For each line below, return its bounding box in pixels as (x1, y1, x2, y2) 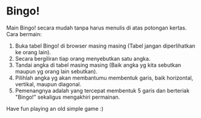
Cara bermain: (6, 30, 42, 37)
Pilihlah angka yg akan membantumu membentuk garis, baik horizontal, (15, 74, 194, 81)
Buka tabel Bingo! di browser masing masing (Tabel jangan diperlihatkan (15, 42, 196, 49)
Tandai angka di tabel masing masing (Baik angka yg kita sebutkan (15, 61, 182, 69)
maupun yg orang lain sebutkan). (15, 67, 98, 75)
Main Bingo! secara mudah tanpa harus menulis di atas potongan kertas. (6, 24, 187, 31)
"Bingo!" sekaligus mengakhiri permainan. (15, 93, 120, 101)
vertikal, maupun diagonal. (15, 80, 82, 88)
